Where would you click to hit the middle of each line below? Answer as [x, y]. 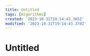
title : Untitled [22, 10]
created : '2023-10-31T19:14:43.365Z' [45, 19]
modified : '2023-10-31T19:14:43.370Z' [46, 24]
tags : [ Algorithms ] [26, 14]
